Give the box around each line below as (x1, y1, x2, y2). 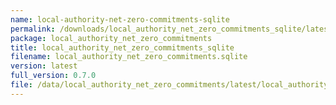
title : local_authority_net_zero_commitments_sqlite (10, 42, 235, 53)
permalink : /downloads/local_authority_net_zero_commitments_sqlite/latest (10, 24, 333, 34)
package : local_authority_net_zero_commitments (10, 33, 213, 43)
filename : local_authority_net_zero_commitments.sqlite (10, 52, 248, 62)
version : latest (10, 61, 78, 71)
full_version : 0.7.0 (10, 71, 97, 81)
